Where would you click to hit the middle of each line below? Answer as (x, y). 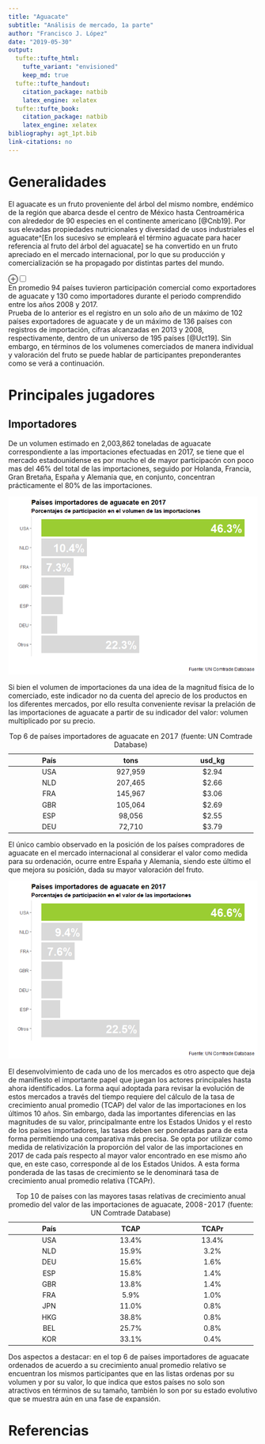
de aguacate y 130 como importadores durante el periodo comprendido (125, 296)
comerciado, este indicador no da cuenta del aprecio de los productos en (128, 695)
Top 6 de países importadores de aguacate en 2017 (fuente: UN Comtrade (131, 736)
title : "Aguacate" (38, 17)
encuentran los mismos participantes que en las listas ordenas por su (121, 1374)
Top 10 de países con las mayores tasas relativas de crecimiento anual (131, 1196)
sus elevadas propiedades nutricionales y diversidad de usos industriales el (131, 229)
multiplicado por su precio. (52, 721)
